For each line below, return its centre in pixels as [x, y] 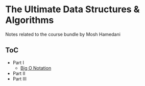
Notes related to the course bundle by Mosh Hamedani [63, 34]
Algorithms [30, 20]
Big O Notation [36, 68]
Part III [19, 79]
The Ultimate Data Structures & [72, 9]
